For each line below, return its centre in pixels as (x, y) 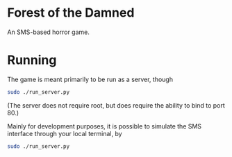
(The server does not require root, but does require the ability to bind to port (116, 105)
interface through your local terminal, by (65, 133)
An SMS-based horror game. (49, 32)
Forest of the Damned (71, 13)
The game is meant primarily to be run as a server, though (90, 79)
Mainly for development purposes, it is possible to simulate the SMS (105, 126)
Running (32, 60)
